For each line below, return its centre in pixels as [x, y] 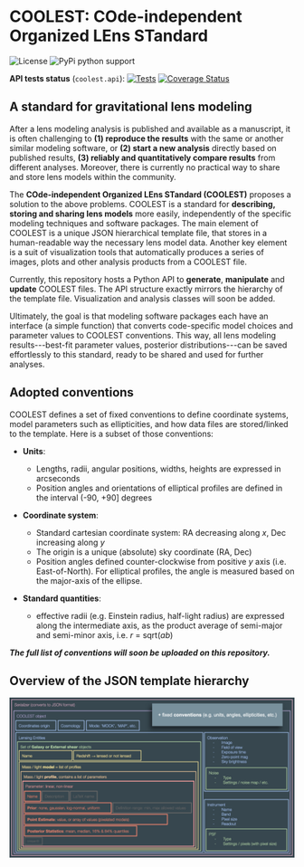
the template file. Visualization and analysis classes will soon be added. [142, 298]
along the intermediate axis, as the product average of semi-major [159, 625]
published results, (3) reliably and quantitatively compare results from [142, 157]
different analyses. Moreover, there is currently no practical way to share [145, 167]
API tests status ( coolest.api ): [67, 78]
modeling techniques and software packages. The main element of [134, 223]
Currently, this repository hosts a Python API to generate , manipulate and [147, 279]
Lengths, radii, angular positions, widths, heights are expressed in [159, 469]
